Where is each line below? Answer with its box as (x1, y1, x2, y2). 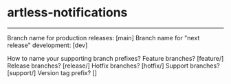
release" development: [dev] (7, 41, 88, 49)
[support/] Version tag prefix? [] (7, 68, 98, 76)
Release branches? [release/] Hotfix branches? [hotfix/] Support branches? (7, 61, 220, 70)
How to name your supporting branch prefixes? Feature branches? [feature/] (7, 54, 224, 62)
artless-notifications (7, 5, 128, 20)
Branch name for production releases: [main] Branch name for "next (7, 33, 200, 42)
